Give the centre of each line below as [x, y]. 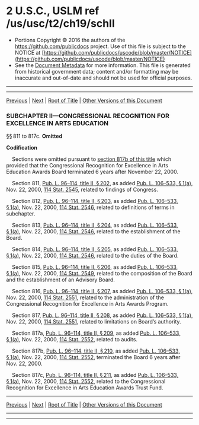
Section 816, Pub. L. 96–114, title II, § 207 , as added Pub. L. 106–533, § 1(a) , [102, 291]
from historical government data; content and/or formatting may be [97, 71]
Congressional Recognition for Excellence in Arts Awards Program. [87, 304]
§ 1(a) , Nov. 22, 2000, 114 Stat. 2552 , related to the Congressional [86, 382]
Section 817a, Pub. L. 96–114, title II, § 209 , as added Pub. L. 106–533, [96, 333]
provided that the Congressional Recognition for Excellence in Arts [87, 166]
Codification [22, 148]
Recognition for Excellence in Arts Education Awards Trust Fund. [85, 388]
